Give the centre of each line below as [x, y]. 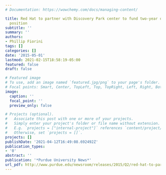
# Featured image [23, 78]
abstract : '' [19, 156]
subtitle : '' [19, 28]
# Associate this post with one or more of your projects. [69, 119]
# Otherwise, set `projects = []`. [44, 133]
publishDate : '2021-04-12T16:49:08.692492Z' [52, 142]
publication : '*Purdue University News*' [48, 160]
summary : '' [17, 33]
